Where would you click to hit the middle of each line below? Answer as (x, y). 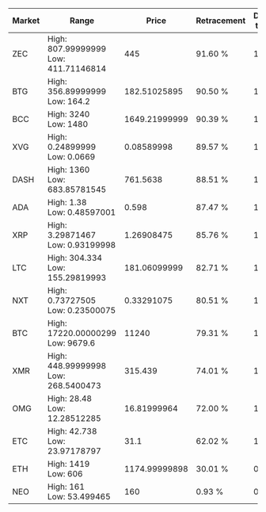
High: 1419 (68, 464)
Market (26, 21)
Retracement (221, 21)
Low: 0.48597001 (82, 212)
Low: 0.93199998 (82, 245)
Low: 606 (65, 474)
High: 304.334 (75, 258)
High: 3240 (68, 114)
